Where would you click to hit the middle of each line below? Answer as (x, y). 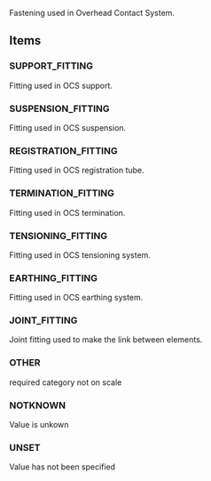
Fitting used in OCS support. (61, 85)
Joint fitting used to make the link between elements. (106, 340)
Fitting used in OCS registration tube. (77, 170)
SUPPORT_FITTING (51, 66)
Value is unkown (39, 425)
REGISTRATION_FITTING (63, 150)
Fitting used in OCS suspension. (68, 127)
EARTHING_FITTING (54, 277)
